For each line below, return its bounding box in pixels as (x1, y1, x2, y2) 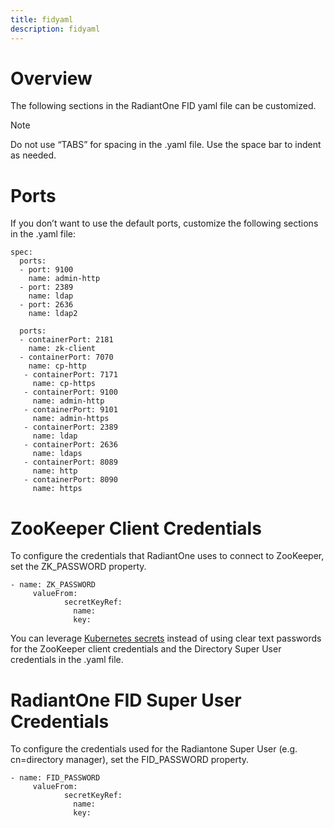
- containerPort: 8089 (23, 457, 118, 468)
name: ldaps (32, 449, 83, 459)
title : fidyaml (10, 14, 74, 25)
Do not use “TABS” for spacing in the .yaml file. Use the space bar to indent (10, 139, 322, 151)
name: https (32, 484, 83, 494)
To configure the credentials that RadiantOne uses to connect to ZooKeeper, (10, 550, 325, 562)
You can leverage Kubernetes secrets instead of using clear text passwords (10, 632, 322, 645)
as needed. (10, 149, 57, 161)
